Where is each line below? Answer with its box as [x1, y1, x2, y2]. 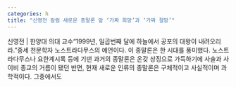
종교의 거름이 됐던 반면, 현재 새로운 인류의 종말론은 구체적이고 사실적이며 [20, 63, 220, 72]
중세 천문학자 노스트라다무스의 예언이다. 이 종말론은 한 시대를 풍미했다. [17, 46, 211, 54]
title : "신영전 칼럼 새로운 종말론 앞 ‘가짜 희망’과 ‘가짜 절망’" [7, 17, 175, 24]
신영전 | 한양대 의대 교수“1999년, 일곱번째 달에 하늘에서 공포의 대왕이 [7, 36, 197, 46]
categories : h [7, 10, 49, 18]
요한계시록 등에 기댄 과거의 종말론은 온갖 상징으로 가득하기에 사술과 [37, 54, 222, 63]
